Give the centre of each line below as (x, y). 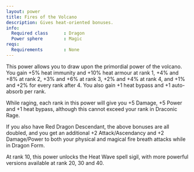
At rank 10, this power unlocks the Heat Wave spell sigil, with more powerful (97, 157)
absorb (15, 91)
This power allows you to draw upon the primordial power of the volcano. (94, 66)
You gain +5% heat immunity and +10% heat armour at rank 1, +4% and (93, 72)
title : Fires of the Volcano (41, 17)
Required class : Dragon (48, 33)
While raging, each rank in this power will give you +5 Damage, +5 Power (94, 103)
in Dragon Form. (25, 145)
